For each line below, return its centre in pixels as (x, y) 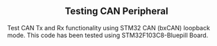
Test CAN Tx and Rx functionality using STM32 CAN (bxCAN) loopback (108, 27)
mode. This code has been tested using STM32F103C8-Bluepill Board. (108, 35)
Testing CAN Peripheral (116, 11)
